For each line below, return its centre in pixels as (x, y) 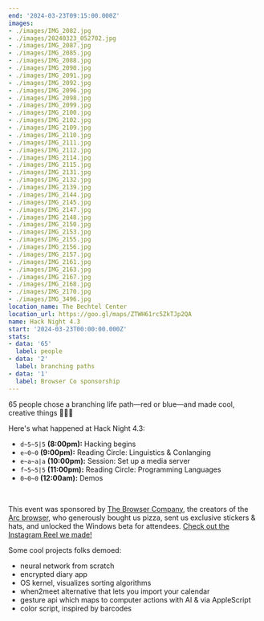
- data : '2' (28, 359)
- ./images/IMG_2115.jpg (50, 165)
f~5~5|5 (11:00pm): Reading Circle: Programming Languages (120, 469)
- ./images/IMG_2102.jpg (50, 120)
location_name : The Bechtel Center (68, 306)
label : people (39, 351)
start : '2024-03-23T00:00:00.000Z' (68, 329)
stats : (19, 337)
